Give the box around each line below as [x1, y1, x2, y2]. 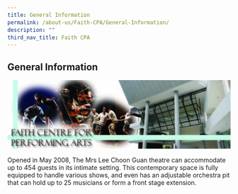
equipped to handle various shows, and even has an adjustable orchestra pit [7, 171, 230, 180]
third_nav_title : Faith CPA [7, 34, 91, 41]
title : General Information [7, 11, 91, 18]
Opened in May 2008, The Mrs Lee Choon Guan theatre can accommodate [7, 156, 226, 164]
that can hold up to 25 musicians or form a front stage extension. [7, 178, 197, 187]
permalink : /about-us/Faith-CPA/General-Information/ [7, 18, 170, 26]
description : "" [7, 26, 55, 33]
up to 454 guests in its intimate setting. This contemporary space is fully [7, 164, 218, 172]
